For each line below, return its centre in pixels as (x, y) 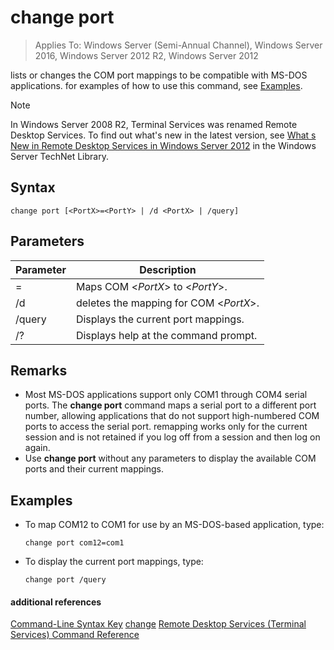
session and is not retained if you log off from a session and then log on (172, 437)
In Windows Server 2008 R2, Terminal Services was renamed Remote (154, 124)
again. (37, 448)
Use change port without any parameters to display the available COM (170, 458)
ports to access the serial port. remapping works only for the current (166, 427)
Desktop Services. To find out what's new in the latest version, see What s (163, 135)
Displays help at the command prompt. (166, 335)
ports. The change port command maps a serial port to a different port (170, 405)
